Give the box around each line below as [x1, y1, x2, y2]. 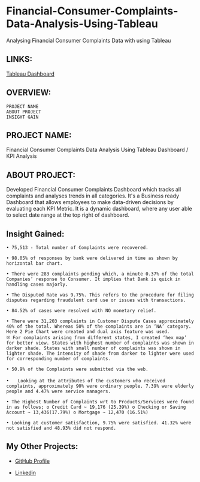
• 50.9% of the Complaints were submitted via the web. [6, 366, 149, 372]
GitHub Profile [14, 457, 50, 465]
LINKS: [6, 54, 33, 64]
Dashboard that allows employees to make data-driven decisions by [6, 199, 174, 206]
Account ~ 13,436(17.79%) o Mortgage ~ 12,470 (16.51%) [6, 409, 149, 415]
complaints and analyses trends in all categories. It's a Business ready [6, 192, 180, 199]
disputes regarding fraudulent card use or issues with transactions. [6, 297, 186, 303]
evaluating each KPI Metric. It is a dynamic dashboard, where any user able [6, 205, 193, 212]
